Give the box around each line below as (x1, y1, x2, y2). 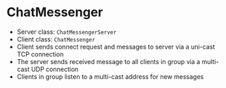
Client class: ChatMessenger (16, 34, 96, 43)
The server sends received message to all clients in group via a (16, 57, 201, 65)
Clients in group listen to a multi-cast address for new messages (16, 72, 204, 81)
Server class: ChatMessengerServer (16, 27, 117, 36)
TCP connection (16, 50, 64, 58)
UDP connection (30, 65, 79, 73)
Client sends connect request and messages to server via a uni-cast (16, 42, 215, 51)
